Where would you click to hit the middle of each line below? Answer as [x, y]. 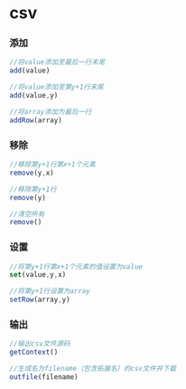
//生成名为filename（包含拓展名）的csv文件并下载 [93, 369]
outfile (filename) [44, 377]
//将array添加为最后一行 [51, 111]
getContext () [34, 352]
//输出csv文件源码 [40, 344]
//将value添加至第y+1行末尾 [56, 87]
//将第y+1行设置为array [50, 291]
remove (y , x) [32, 173]
